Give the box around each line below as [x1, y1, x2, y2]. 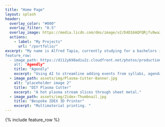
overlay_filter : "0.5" [9, 26, 56, 31]
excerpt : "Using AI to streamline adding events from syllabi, [14, 71, 146, 76]
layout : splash [5, 12, 36, 17]
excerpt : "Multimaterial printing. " [14, 103, 91, 108]
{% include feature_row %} [5, 117, 60, 123]
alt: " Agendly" [14, 62, 45, 67]
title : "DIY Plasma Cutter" [14, 85, 71, 90]
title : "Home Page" [5, 7, 45, 12]
